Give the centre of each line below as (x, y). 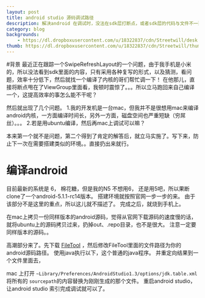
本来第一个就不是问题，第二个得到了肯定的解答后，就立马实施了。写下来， (100, 136)
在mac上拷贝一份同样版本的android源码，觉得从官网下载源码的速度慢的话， (102, 217)
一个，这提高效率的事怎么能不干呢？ (52, 95)
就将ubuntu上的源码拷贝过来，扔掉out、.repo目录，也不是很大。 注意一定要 (101, 224)
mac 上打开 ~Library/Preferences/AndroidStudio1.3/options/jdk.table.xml (102, 273)
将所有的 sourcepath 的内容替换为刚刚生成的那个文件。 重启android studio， (101, 281)
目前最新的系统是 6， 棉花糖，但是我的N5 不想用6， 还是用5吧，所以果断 (98, 188)
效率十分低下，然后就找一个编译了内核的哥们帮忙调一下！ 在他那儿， (103, 79)
